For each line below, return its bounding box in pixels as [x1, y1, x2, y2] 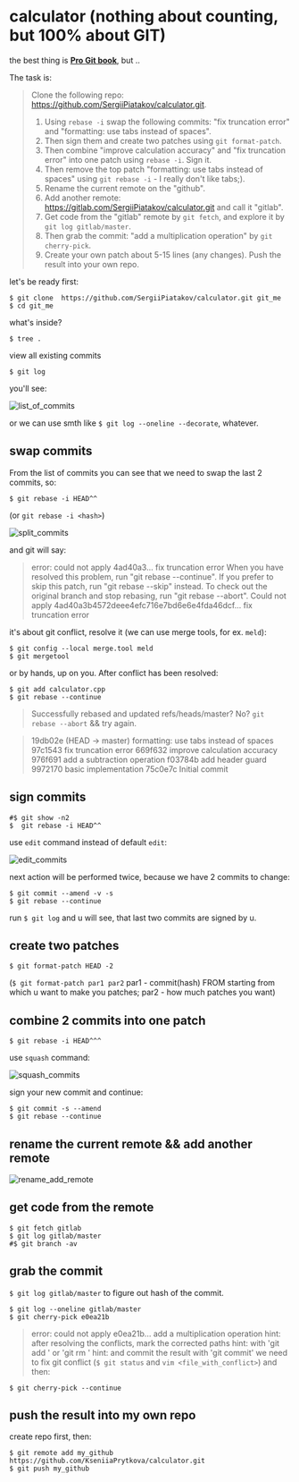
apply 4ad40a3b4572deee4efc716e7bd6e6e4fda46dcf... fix [30, 599, 253, 610]
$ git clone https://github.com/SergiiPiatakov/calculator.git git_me [9, 293, 281, 302]
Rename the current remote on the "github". [44, 182, 205, 193]
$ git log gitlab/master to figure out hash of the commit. [9, 1287, 225, 1298]
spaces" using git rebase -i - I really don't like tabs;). [44, 173, 245, 184]
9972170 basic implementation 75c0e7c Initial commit [30, 763, 229, 775]
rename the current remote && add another [9, 1136, 253, 1151]
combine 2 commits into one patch [9, 1012, 206, 1028]
